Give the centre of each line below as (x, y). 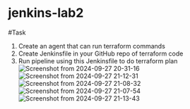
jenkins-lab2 (46, 13)
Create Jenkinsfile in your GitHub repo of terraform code (101, 53)
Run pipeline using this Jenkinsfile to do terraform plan (98, 60)
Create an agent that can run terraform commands (91, 46)
